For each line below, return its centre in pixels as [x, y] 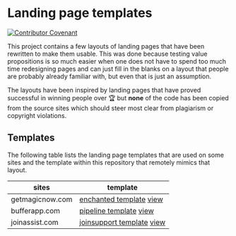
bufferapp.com [35, 211]
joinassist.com [35, 222]
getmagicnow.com [42, 199]
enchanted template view [122, 199]
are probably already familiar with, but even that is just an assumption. [110, 76]
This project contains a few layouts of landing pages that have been [106, 46]
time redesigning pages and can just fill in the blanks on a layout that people [118, 69]
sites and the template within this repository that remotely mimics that [109, 162]
